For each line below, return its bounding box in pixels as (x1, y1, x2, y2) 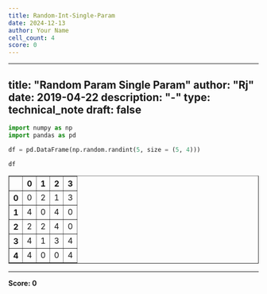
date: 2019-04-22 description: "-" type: (8, 91, 211, 104)
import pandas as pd (8, 131, 77, 139)
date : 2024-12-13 (8, 19, 66, 27)
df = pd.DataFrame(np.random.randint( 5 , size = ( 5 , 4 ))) (8, 145, 201, 153)
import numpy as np (8, 124, 73, 132)
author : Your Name (8, 26, 69, 34)
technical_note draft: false (8, 103, 141, 116)
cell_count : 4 (8, 33, 56, 42)
